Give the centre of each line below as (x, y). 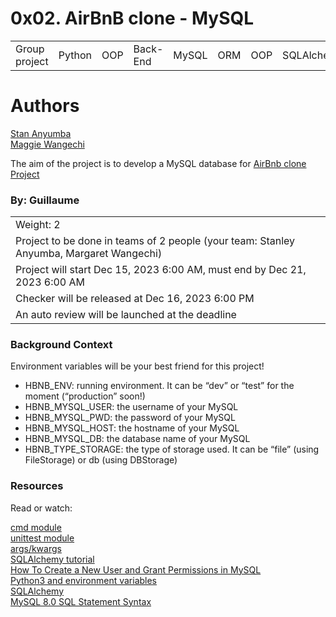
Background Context (61, 345)
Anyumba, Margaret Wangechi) (89, 254)
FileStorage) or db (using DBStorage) (101, 460)
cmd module (36, 527)
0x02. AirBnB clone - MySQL (132, 18)
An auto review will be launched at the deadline (126, 315)
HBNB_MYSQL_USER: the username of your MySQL (131, 407)
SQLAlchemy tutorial (52, 559)
